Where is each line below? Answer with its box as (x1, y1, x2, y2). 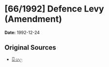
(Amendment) (4, 13, 62, 25)
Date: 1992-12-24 (4, 29, 40, 35)
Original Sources (4, 43, 56, 52)
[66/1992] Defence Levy (4, 3, 105, 14)
